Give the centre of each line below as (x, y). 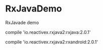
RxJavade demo (22, 22)
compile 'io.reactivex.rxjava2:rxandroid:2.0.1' (52, 42)
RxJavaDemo (34, 9)
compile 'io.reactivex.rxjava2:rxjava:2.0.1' (48, 32)
